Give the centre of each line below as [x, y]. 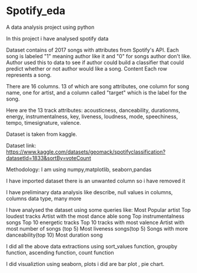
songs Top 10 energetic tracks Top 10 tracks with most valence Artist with [95, 222]
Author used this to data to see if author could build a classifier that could [95, 62]
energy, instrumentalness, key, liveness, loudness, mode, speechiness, [92, 116]
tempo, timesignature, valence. [44, 122]
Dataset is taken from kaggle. [42, 134]
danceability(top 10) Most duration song [54, 235]
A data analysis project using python [50, 27]
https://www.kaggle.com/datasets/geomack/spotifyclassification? [86, 152]
